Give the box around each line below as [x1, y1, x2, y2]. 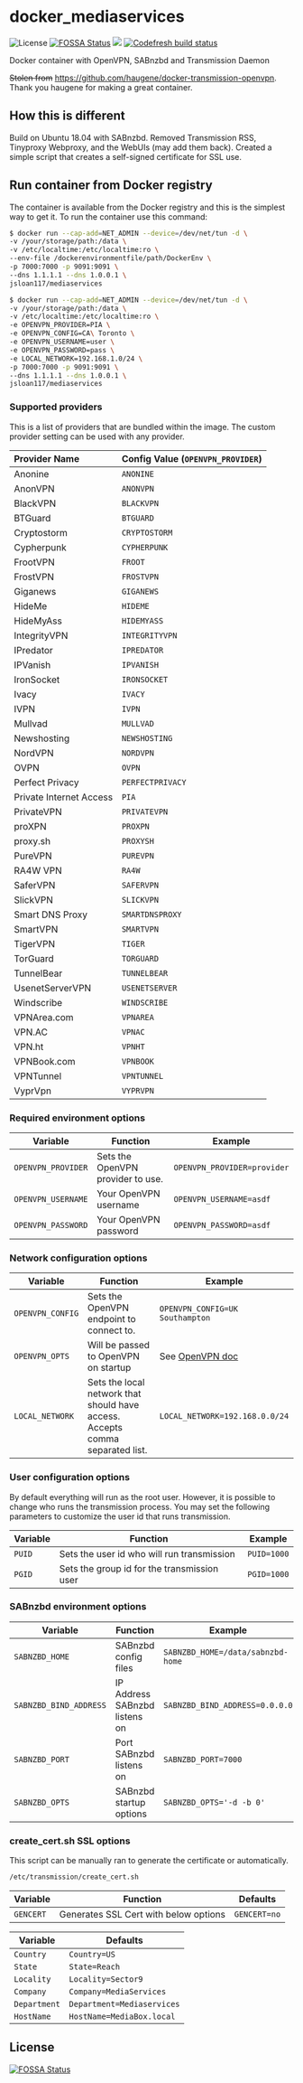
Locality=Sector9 [69, 1974, 143, 1984]
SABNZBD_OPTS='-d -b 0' [163, 1797, 266, 1807]
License [9, 2040, 55, 2055]
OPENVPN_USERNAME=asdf [173, 1194, 271, 1204]
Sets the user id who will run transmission [59, 1547, 236, 1560]
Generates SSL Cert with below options [59, 1908, 225, 1920]
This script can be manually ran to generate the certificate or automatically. [9, 1855, 289, 1866]
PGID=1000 [247, 1569, 289, 1579]
